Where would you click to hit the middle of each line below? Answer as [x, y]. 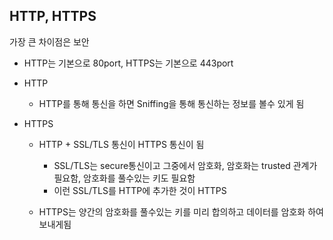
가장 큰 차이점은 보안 [49, 41]
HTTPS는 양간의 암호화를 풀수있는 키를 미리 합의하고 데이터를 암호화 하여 [181, 211]
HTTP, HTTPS [53, 16]
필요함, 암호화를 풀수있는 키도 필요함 [124, 178]
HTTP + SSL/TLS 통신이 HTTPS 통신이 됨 [121, 144]
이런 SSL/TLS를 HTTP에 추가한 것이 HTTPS [140, 190]
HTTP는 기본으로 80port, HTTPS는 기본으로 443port [128, 63]
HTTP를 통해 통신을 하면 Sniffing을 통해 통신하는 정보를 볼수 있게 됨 [171, 103]
